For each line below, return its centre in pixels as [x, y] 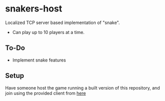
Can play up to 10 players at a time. [48, 32]
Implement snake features [39, 60]
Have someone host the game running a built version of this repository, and [83, 87]
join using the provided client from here [46, 93]
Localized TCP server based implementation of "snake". [63, 22]
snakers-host [34, 9]
